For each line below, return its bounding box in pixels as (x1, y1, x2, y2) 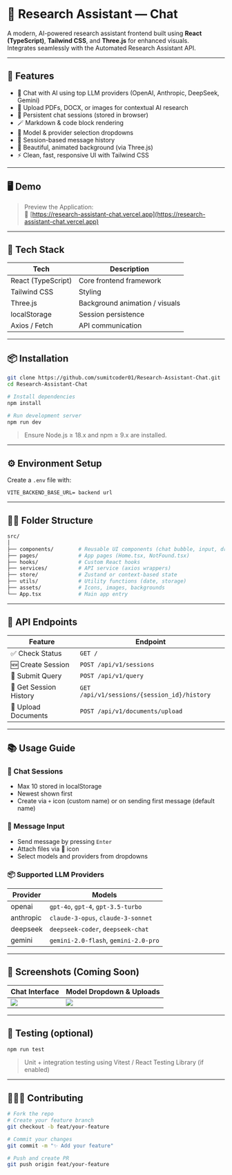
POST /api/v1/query (79, 672, 144, 679)
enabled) (23, 1066, 50, 1074)
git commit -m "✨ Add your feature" (7, 1142, 114, 1149)
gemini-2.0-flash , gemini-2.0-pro (49, 935, 160, 945)
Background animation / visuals (78, 299, 181, 308)
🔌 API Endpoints (7, 617, 78, 628)
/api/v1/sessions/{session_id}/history (79, 690, 211, 699)
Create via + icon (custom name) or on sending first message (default (17, 797, 215, 805)
